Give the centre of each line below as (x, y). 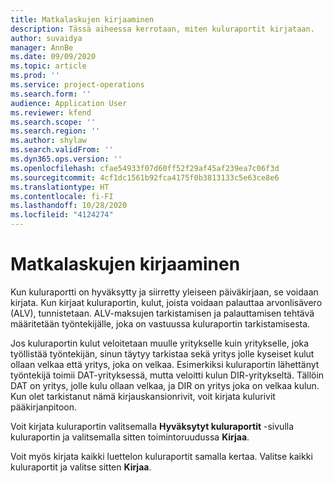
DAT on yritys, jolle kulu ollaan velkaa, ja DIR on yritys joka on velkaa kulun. (165, 385)
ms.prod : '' (35, 76)
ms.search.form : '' (51, 94)
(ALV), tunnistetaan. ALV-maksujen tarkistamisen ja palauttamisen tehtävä (162, 313)
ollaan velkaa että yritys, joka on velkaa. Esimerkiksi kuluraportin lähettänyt (165, 364)
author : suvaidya (46, 38)
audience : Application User (69, 103)
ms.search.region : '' (55, 131)
